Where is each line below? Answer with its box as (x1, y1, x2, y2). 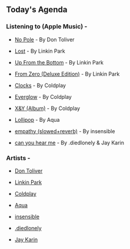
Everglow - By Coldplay (14, 93, 72, 100)
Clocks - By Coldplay (14, 82, 66, 89)
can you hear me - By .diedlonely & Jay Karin (14, 139, 125, 146)
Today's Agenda (6, 5, 68, 15)
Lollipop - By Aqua (14, 116, 60, 123)
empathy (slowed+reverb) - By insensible (14, 127, 115, 135)
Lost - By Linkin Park (14, 47, 66, 54)
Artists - (6, 154, 31, 162)
